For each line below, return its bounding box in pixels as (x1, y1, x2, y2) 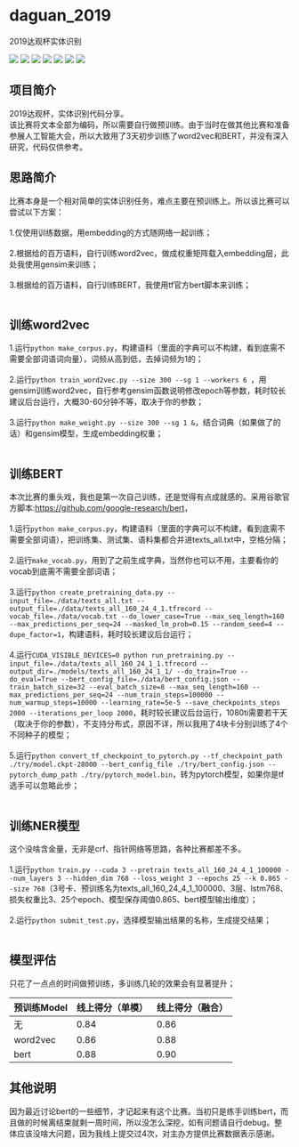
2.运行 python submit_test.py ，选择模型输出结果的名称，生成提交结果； (9, 915, 271, 925)
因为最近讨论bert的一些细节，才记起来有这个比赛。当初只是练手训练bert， (9, 1105, 281, 1117)
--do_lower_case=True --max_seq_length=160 (120, 612, 285, 621)
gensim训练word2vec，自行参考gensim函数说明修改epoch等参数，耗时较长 (9, 385, 287, 396)
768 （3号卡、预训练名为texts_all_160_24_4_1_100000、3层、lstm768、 (32, 883, 288, 893)
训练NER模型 (9, 818, 80, 833)
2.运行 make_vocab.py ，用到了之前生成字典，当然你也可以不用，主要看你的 (9, 555, 279, 566)
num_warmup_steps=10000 (9, 699, 98, 707)
